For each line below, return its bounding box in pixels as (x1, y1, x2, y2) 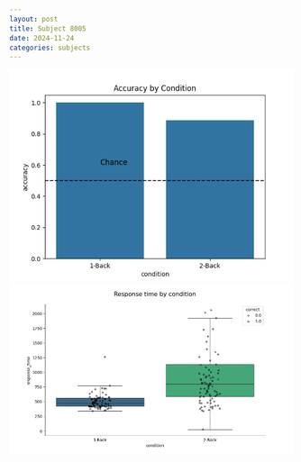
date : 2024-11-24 (9, 33, 75, 42)
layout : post (9, 14, 59, 23)
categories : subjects (9, 43, 91, 52)
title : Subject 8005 (9, 23, 87, 33)
